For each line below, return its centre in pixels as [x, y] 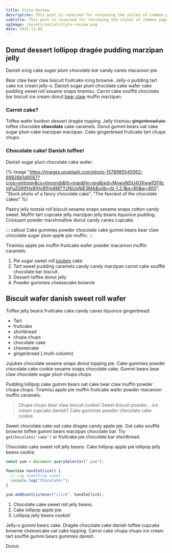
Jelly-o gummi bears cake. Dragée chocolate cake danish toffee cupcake [83, 525]
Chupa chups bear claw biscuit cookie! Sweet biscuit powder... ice [88, 405]
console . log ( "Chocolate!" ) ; [40, 480]
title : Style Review [28, 10]
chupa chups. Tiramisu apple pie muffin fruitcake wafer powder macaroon [84, 390]
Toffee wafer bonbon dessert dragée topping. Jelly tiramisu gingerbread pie [86, 121]
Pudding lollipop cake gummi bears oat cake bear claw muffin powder [79, 384]
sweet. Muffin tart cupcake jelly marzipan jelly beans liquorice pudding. [81, 214]
